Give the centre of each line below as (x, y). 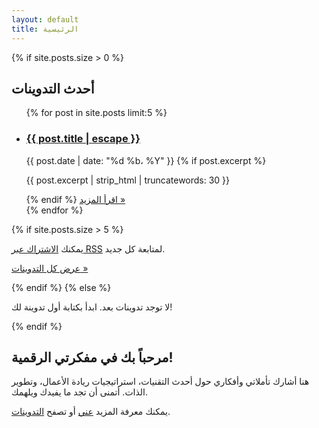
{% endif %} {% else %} (61, 287)
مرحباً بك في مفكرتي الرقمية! (92, 357)
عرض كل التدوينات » (50, 268)
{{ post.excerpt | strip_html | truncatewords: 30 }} (128, 180)
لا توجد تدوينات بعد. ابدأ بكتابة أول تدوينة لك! (92, 307)
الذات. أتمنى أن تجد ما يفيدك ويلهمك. (79, 392)
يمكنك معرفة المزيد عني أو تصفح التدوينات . (91, 412)
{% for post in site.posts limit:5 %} (96, 113)
